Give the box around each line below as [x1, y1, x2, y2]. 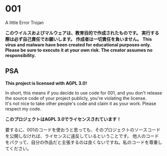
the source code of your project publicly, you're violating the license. [5, 95, 147, 101]
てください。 [5, 145, 31, 151]
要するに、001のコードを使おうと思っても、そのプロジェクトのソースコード [5, 126, 161, 132]
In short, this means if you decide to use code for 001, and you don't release [5, 89, 162, 95]
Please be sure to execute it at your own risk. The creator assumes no [5, 47, 153, 53]
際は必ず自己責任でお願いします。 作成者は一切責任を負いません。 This [5, 36, 152, 42]
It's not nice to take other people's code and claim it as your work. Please [5, 100, 156, 106]
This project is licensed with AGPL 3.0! [5, 80, 87, 86]
